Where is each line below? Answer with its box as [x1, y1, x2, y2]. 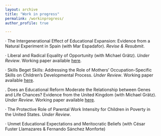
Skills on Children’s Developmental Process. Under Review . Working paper [5, 72, 154, 78]
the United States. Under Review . [5, 112, 71, 118]
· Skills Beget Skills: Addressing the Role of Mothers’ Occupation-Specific [5, 67, 152, 73]
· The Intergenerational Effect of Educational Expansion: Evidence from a [5, 38, 150, 44]
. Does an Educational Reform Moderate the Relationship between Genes [5, 87, 151, 92]
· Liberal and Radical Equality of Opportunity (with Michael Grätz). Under [5, 53, 150, 59]
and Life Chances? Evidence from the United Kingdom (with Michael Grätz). [5, 92, 157, 98]
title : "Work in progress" [5, 12, 60, 16]
